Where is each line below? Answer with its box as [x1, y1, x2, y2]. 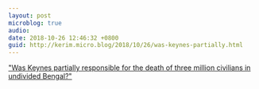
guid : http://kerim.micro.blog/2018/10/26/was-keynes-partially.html [8, 41, 244, 49]
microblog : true [8, 19, 62, 27]
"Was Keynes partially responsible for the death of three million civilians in [8, 63, 251, 72]
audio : [8, 26, 30, 34]
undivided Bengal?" [8, 72, 73, 81]
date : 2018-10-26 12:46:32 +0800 [8, 33, 119, 42]
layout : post [8, 11, 52, 20]
